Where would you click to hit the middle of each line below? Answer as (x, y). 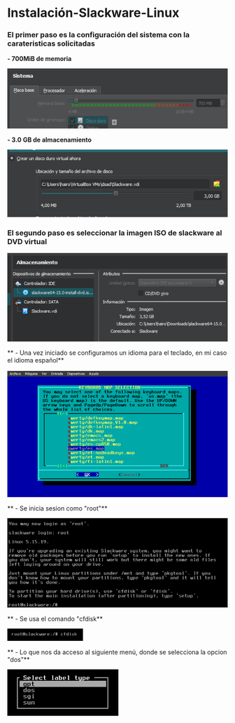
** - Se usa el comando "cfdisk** (55, 619)
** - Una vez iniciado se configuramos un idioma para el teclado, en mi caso (117, 353)
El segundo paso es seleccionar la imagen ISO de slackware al (115, 233)
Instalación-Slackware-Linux (93, 13)
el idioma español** (36, 360)
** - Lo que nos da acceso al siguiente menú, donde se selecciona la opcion (117, 652)
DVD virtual (27, 242)
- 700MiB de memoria (40, 59)
